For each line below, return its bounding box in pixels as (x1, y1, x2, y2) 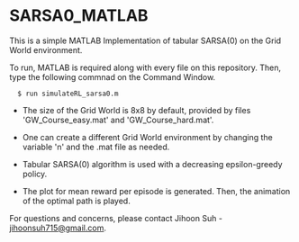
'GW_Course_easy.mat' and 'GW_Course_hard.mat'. (22, 114, 214, 125)
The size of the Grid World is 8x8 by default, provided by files (22, 104, 251, 115)
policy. (22, 168, 48, 179)
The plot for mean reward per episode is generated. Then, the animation (22, 185, 291, 196)
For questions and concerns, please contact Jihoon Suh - (9, 212, 223, 223)
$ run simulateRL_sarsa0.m (17, 89, 119, 98)
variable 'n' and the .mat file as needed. (22, 141, 170, 152)
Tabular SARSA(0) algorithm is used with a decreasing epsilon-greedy (22, 158, 283, 169)
